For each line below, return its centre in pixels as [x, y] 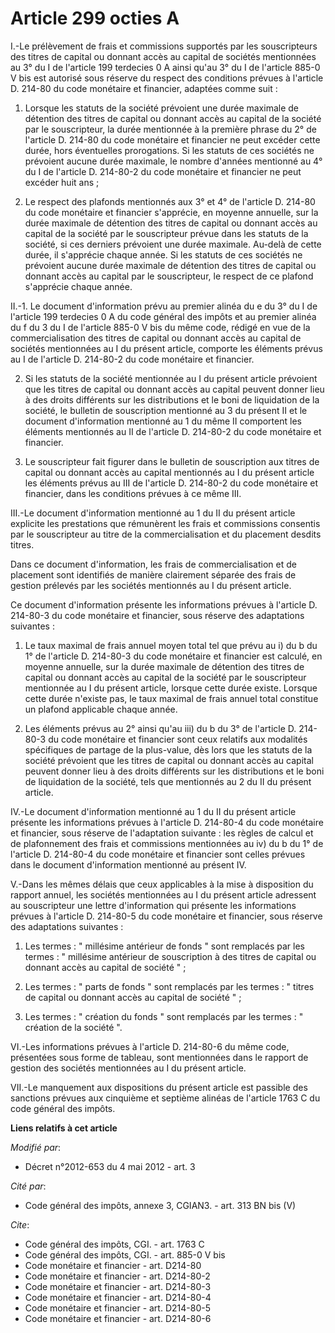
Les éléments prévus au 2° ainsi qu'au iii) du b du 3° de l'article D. [160, 728]
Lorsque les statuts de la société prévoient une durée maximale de [162, 108]
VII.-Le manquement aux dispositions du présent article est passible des [159, 1087]
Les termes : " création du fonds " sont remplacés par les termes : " [164, 1016]
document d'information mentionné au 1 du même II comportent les [163, 421]
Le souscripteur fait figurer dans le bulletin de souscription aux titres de [172, 461]
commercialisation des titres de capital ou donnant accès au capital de [156, 338]
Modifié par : [36, 1147]
